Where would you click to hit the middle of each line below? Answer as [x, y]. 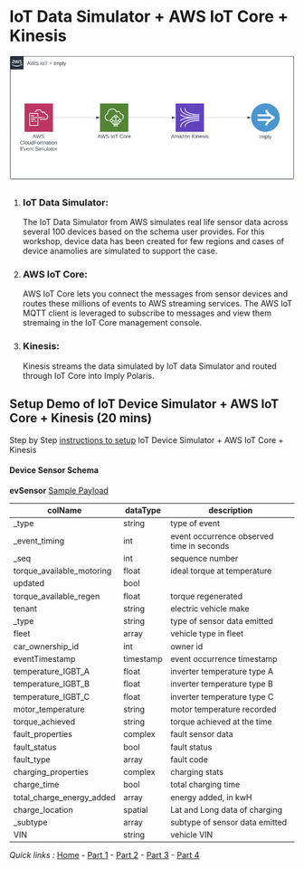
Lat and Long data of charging [227, 809]
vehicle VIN [192, 835]
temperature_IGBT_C [52, 696]
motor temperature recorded [223, 709]
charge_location [43, 809]
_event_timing [39, 541]
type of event [195, 524]
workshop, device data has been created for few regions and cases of [153, 241]
